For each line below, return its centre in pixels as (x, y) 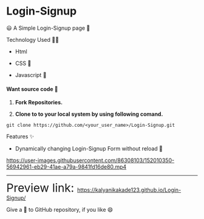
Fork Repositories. (39, 103)
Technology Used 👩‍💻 (33, 39)
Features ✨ (20, 136)
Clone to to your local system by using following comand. (89, 114)
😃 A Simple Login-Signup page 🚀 (48, 28)
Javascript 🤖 (31, 75)
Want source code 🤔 (32, 89)
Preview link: (40, 188)
